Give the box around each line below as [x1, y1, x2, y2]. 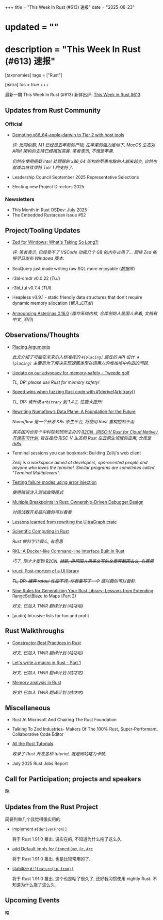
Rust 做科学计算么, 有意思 [12, 538, 63, 544]
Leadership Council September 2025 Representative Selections [12, 174, 139, 180]
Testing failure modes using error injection [12, 479, 97, 485]
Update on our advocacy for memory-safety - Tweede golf [12, 370, 130, 375]
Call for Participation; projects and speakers [5, 775, 142, 783]
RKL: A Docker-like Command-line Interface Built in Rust [12, 548, 125, 554]
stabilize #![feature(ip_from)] [12, 865, 74, 871]
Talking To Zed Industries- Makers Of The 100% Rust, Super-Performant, [12, 726, 158, 732]
